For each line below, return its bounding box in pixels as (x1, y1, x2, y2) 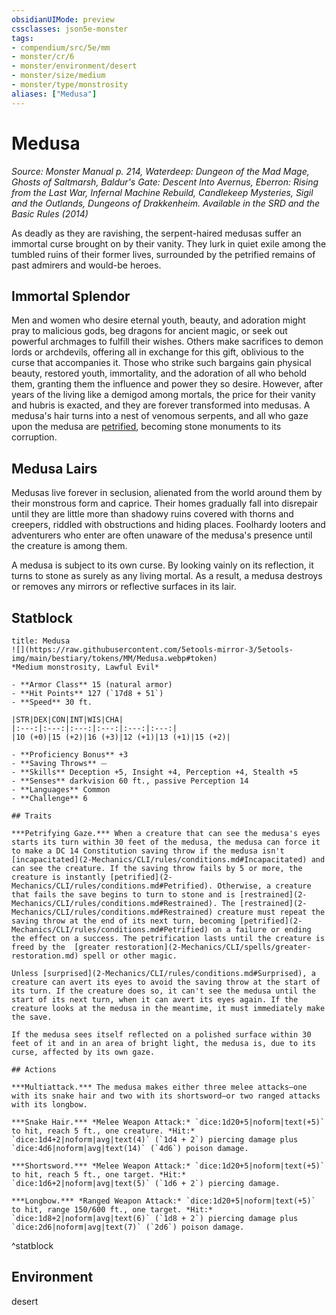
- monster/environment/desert (11, 61, 138, 71)
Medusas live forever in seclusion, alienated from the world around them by (11, 487, 323, 499)
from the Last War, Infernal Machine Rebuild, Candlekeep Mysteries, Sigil (11, 186, 314, 198)
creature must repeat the (217, 907, 326, 917)
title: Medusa (11, 636, 71, 646)
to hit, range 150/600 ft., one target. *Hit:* (11, 1205, 214, 1215)
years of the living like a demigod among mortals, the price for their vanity (11, 389, 316, 401)
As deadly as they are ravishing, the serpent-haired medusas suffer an (11, 227, 302, 239)
